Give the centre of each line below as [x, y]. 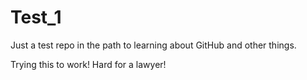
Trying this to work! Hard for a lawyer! [88, 64]
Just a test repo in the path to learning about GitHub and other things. [153, 45]
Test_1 [36, 17]
